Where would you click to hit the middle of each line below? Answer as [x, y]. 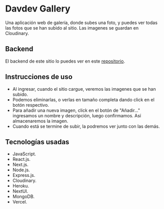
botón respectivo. [31, 105]
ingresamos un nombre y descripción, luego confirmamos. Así [77, 115]
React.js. [22, 159]
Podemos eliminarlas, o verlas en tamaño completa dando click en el [83, 99]
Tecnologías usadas [37, 142]
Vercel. [20, 202]
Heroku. [21, 186]
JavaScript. [24, 154]
